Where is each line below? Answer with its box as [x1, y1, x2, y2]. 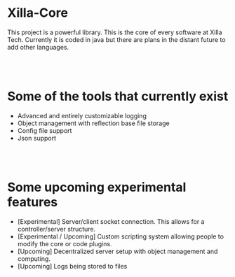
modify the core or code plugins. [17, 239, 112, 248]
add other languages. [7, 43, 69, 51]
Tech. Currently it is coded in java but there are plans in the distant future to [7, 35, 226, 43]
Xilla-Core [7, 5, 69, 21]
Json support [17, 134, 57, 142]
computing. [17, 254, 51, 263]
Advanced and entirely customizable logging [17, 111, 147, 120]
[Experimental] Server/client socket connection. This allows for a [17, 217, 205, 225]
